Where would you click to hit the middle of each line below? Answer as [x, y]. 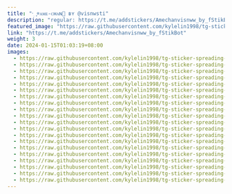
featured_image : [30, 26]
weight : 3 [21, 39]
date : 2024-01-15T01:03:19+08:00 [55, 45]
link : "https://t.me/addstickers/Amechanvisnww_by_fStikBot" [97, 33]
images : [18, 52]
